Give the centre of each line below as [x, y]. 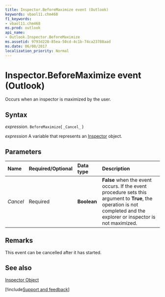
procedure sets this [124, 193]
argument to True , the [127, 198]
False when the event [127, 180]
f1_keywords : [18, 19]
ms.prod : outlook [23, 28]
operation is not [120, 205]
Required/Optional [51, 169]
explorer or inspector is [129, 217]
